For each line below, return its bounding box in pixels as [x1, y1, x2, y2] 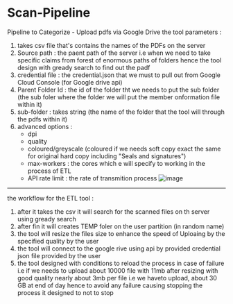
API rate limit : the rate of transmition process [27, 174, 157, 182]
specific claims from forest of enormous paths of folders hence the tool [17, 56, 222, 64]
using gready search [17, 214, 76, 223]
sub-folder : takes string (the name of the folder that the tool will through [17, 108, 225, 116]
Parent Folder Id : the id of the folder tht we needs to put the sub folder [17, 85, 220, 94]
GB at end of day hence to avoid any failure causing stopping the [17, 281, 203, 289]
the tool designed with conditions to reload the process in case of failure [17, 259, 225, 267]
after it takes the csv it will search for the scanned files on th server [17, 207, 210, 216]
